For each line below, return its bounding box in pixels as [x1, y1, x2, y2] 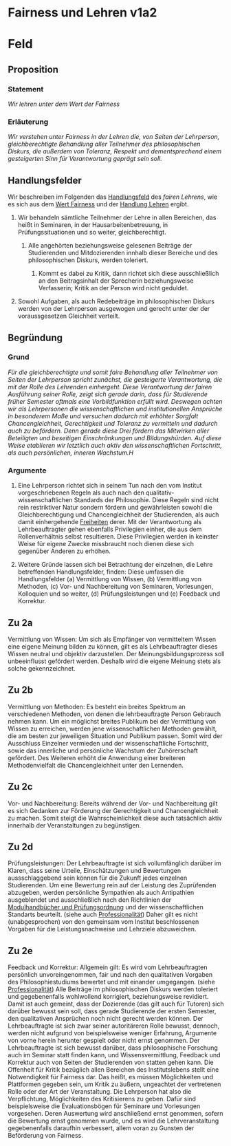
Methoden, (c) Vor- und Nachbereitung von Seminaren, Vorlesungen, [17, 583, 214, 591]
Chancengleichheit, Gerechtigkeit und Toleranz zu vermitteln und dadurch [8, 419, 218, 427]
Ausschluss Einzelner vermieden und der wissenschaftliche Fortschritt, [8, 739, 209, 747]
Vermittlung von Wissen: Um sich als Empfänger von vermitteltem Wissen [8, 635, 217, 643]
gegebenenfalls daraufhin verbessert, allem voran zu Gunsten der [8, 1124, 195, 1132]
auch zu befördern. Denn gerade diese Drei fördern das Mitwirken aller [8, 426, 210, 435]
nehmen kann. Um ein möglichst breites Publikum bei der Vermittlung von [8, 717, 216, 725]
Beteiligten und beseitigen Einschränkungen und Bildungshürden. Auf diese [8, 433, 222, 442]
